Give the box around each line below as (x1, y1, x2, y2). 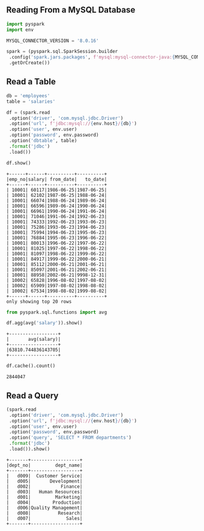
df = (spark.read (6, 109, 50, 115)
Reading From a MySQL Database (6, 5, 135, 15)
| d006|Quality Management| (6, 504, 83, 511)
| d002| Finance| (6, 483, 83, 490)
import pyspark (6, 21, 45, 27)
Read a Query (6, 390, 59, 400)
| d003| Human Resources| (6, 488, 83, 495)
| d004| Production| (6, 499, 83, 505)
